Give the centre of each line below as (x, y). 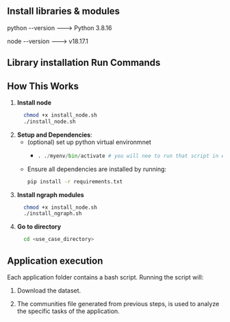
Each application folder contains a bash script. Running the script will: (105, 277)
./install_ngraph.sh (53, 214)
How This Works (43, 86)
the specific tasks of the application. (68, 311)
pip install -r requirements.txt (75, 181)
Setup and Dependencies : (54, 135)
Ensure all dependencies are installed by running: (97, 169)
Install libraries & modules (64, 11)
